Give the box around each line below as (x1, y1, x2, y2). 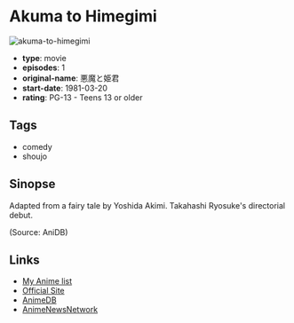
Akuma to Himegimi (9, 6, 157, 27)
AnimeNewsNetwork (21, 304, 99, 315)
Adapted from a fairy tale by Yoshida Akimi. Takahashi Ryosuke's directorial (9, 200, 286, 210)
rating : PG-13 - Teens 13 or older (21, 91, 143, 103)
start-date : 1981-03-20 (21, 83, 108, 93)
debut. (9, 209, 34, 220)
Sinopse (9, 177, 56, 192)
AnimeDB (21, 295, 57, 305)
